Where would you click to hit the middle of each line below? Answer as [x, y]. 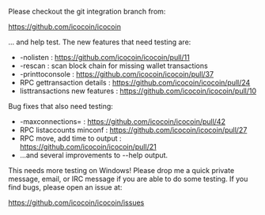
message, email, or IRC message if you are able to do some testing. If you [128, 179]
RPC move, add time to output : [70, 138]
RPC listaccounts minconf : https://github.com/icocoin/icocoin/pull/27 [133, 130]
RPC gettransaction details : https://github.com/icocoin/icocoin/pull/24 [135, 83]
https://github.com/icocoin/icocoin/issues [76, 202]
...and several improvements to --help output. [94, 155]
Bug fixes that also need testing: [61, 106]
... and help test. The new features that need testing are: [100, 42]
